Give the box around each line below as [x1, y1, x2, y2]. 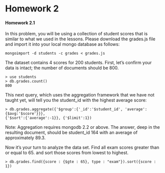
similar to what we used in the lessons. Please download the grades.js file [5, 36, 156, 42]
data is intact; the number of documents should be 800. [5, 65, 119, 71]
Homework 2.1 [5, 19, 35, 25]
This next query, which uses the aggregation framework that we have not [5, 92, 155, 98]
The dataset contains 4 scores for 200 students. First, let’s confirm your [5, 60, 152, 66]
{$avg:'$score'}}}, [5, 111, 46, 116]
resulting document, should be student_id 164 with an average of [5, 130, 138, 136]
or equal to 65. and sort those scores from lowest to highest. [5, 150, 129, 156]
